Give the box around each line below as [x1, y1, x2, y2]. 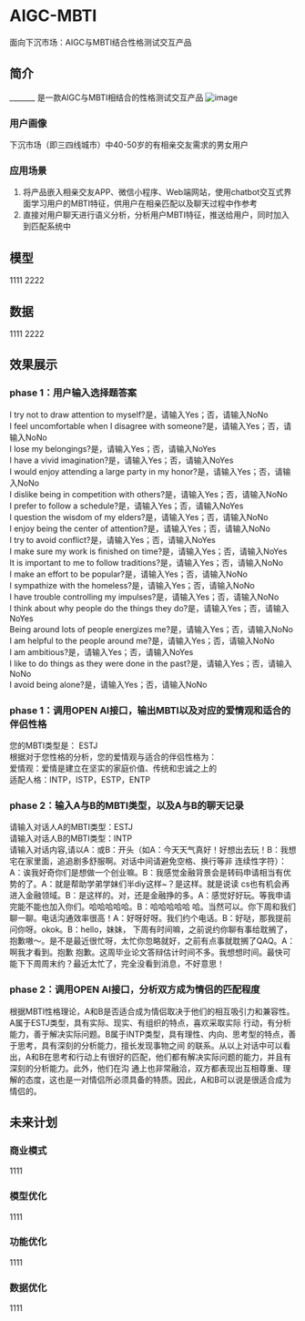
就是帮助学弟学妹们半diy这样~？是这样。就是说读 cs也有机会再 [54, 878, 290, 889]
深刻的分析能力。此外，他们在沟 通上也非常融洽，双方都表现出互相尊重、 [9, 1062, 283, 1073]
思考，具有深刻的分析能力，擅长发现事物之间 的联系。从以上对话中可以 [16, 1039, 283, 1050]
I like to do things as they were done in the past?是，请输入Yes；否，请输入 [9, 658, 292, 669]
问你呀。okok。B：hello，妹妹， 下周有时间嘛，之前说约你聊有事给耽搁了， [9, 924, 293, 935]
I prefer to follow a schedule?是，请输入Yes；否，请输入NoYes [9, 500, 244, 511]
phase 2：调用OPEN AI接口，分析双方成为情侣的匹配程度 [9, 983, 261, 996]
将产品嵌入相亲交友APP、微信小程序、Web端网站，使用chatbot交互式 [22, 187, 284, 198]
